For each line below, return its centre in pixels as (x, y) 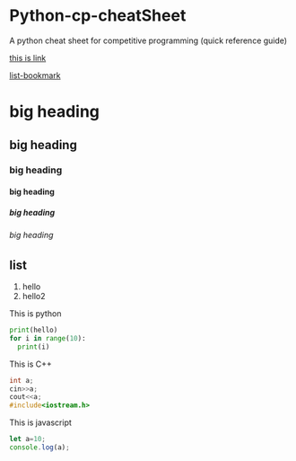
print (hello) (34, 330)
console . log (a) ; (39, 448)
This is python (35, 314)
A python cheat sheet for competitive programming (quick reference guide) (148, 40)
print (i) (34, 347)
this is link (28, 58)
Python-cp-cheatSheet (98, 16)
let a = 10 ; (28, 439)
